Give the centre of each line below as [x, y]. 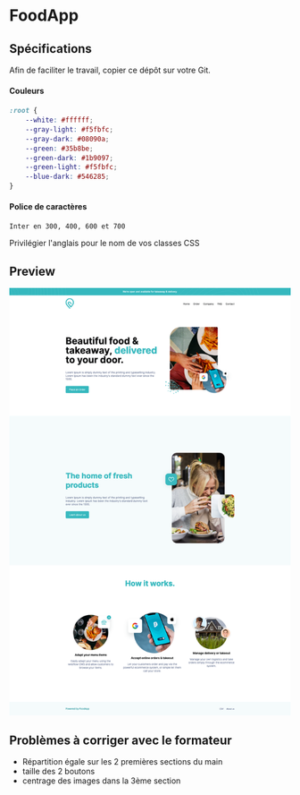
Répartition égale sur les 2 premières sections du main [122, 762]
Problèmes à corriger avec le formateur [121, 740]
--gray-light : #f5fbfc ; [70, 129]
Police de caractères [48, 206]
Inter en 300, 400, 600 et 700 [67, 227]
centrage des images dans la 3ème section [101, 781]
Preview [33, 271]
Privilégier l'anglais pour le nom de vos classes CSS [104, 244]
